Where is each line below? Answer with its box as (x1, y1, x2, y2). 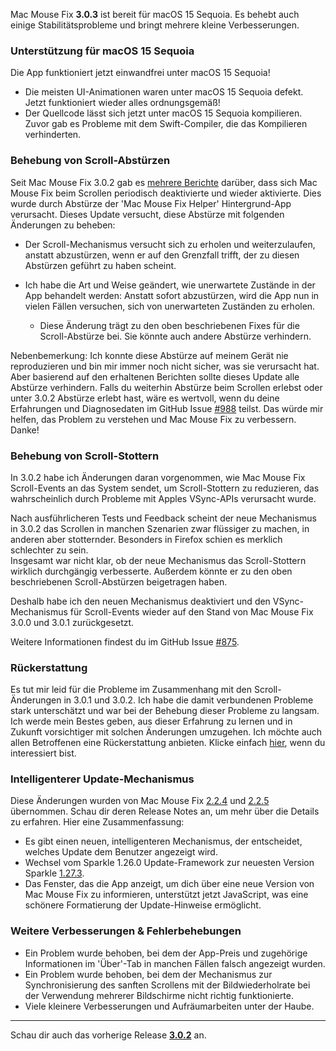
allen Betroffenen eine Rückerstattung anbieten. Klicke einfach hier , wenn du (10, 737, 326, 749)
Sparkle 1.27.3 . (24, 867, 85, 879)
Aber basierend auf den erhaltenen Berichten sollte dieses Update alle (10, 370, 300, 383)
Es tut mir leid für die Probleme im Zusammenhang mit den (10, 684, 253, 696)
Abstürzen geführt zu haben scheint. (24, 259, 177, 271)
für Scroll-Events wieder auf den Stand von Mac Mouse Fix (69, 605, 314, 618)
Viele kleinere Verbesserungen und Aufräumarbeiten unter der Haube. (24, 1000, 315, 1012)
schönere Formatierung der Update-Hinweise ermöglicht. (24, 899, 262, 911)
